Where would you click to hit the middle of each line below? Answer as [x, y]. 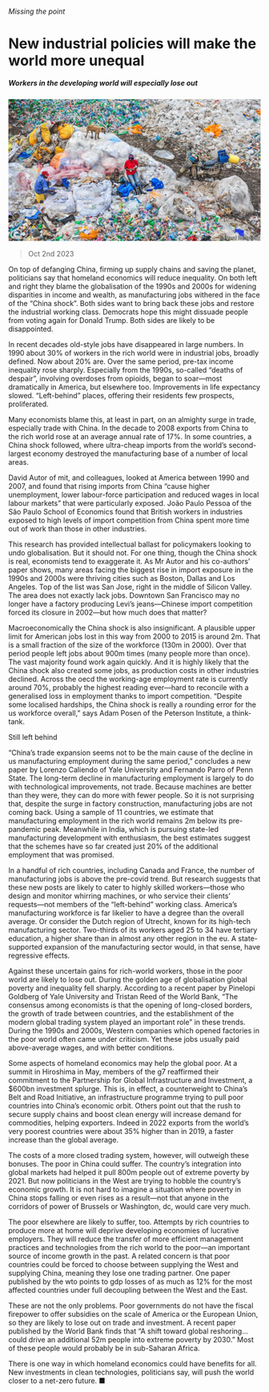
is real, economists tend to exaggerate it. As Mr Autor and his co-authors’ [129, 562]
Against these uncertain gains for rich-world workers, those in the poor [125, 971]
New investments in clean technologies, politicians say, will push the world [131, 1372]
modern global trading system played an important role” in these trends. [127, 1023]
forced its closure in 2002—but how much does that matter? [108, 612]
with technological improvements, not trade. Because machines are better [130, 787]
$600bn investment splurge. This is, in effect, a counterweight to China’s [128, 1089]
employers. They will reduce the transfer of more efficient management [126, 1239]
